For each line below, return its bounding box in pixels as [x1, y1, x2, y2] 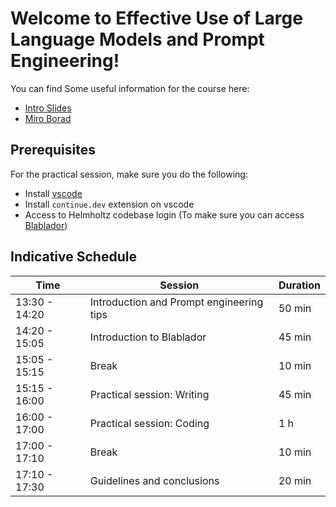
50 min [278, 301, 312, 315]
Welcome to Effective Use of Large [10, 7, 303, 30]
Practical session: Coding [89, 416, 210, 430]
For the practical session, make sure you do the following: [10, 168, 248, 180]
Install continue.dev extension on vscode [24, 198, 195, 210]
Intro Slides [24, 102, 72, 114]
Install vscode [24, 187, 83, 199]
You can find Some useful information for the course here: [10, 82, 250, 94]
